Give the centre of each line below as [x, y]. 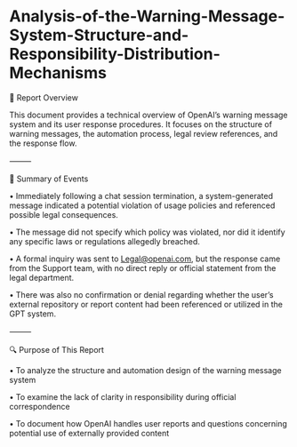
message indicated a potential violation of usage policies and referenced [142, 205]
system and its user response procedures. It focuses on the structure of [141, 124]
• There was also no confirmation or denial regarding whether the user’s [141, 294]
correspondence [40, 406]
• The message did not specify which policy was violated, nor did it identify [148, 232]
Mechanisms [58, 73]
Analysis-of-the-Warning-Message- [147, 16]
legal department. [42, 277]
